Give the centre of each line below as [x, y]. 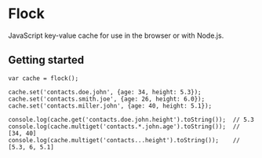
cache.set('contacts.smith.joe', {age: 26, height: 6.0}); [107, 99]
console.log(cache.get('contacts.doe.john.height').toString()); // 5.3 [131, 119]
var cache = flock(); [44, 78]
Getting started [46, 60]
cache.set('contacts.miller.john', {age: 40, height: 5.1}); [110, 106]
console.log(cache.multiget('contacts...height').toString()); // [124, 140]
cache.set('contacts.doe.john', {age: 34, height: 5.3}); [105, 92]
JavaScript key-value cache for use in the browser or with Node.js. [116, 35]
